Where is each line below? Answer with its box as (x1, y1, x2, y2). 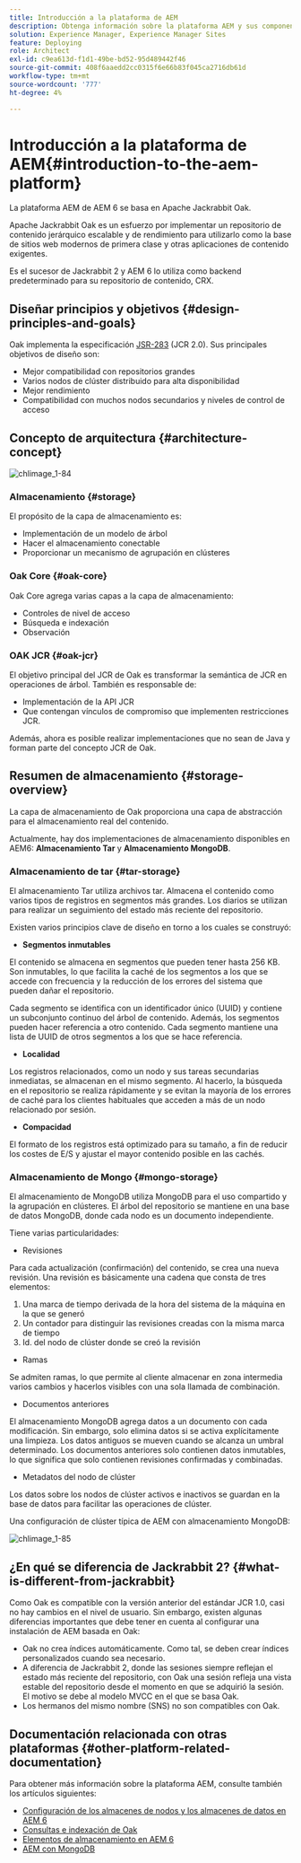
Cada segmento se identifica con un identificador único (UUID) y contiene (9, 1002, 282, 1014)
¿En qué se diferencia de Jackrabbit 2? (9, 1559, 230, 1575)
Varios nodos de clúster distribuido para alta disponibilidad (21, 376, 240, 387)
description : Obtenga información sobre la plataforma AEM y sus (9, 22, 258, 31)
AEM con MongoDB (21, 1843, 96, 1854)
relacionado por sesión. (9, 1105, 97, 1115)
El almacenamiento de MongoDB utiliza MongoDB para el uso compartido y (9, 1191, 288, 1203)
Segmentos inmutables (21, 940, 111, 950)
